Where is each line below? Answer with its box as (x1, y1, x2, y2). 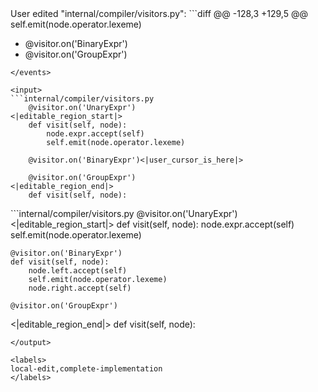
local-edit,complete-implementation (10, 364, 163, 374)
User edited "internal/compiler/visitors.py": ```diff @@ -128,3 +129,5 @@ (10, 8, 308, 19)
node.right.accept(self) (28, 283, 132, 293)
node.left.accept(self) (28, 266, 128, 276)
